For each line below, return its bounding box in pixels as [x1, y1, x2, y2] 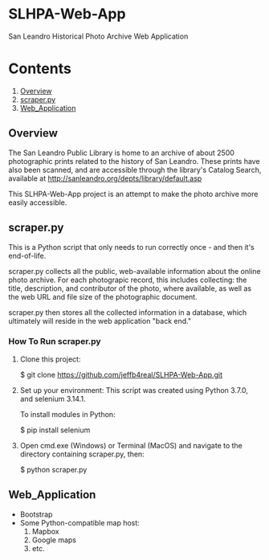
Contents [8, 59, 72, 78]
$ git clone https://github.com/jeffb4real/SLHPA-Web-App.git [19, 370, 223, 379]
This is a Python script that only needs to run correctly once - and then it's [8, 242, 255, 251]
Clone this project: [19, 354, 81, 364]
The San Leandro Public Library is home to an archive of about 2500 [8, 148, 235, 157]
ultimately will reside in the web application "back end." [8, 316, 191, 325]
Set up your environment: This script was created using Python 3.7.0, [19, 385, 249, 394]
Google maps [31, 535, 76, 545]
